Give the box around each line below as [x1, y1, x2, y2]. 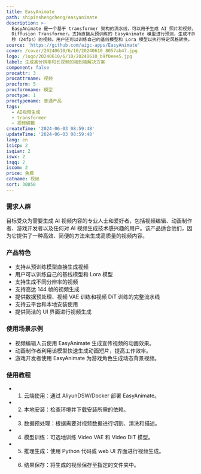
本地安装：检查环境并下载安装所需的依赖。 [23, 406, 129, 413]
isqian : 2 [6, 148, 31, 154]
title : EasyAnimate [6, 8, 55, 15]
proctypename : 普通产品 [6, 98, 62, 104]
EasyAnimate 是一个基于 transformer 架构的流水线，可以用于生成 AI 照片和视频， [11, 25, 196, 32]
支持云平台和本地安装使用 [14, 301, 78, 308]
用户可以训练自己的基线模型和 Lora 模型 [14, 271, 114, 278]
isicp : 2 [6, 142, 28, 149]
